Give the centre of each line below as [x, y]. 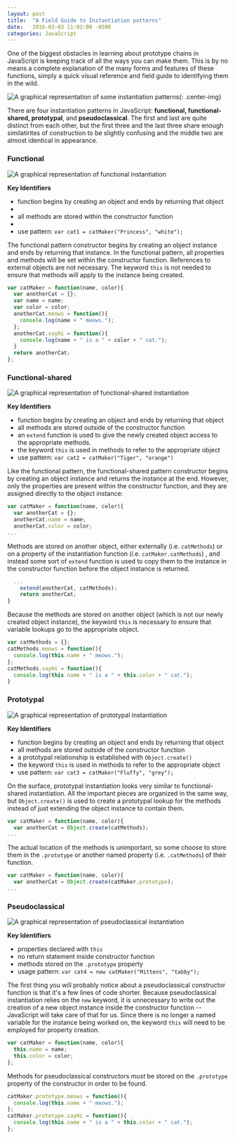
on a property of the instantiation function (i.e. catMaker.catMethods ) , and [114, 554]
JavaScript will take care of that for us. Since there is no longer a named [112, 1015]
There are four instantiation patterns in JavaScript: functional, [97, 110]
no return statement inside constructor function [86, 957]
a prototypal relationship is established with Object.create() [105, 757]
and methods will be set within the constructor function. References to [109, 260]
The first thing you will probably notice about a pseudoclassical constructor [116, 985]
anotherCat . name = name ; [50, 520]
